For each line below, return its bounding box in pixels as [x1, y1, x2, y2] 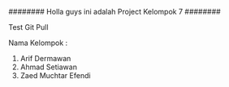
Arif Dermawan [19, 54, 71, 63]
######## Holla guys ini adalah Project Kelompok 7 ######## [8, 7, 221, 16]
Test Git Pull [8, 23, 49, 31]
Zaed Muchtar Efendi [19, 71, 91, 80]
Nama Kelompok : [8, 38, 68, 48]
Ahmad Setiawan [19, 62, 77, 72]
